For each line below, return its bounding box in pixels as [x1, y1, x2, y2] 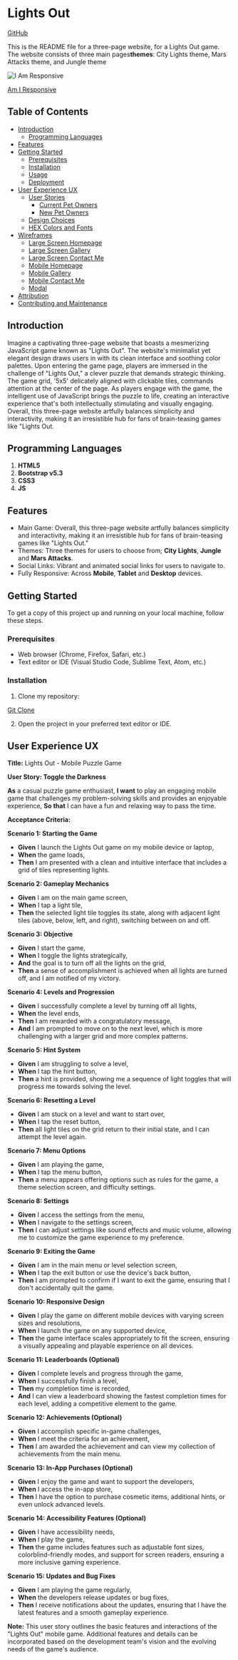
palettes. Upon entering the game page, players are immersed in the [7, 361, 208, 370]
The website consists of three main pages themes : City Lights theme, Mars [7, 50, 227, 58]
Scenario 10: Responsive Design [7, 1297, 105, 1306]
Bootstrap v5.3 [17, 469, 63, 478]
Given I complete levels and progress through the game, [17, 1369, 184, 1378]
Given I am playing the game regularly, [17, 1586, 132, 1594]
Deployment [28, 177, 65, 186]
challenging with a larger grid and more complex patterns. [17, 1032, 188, 1041]
